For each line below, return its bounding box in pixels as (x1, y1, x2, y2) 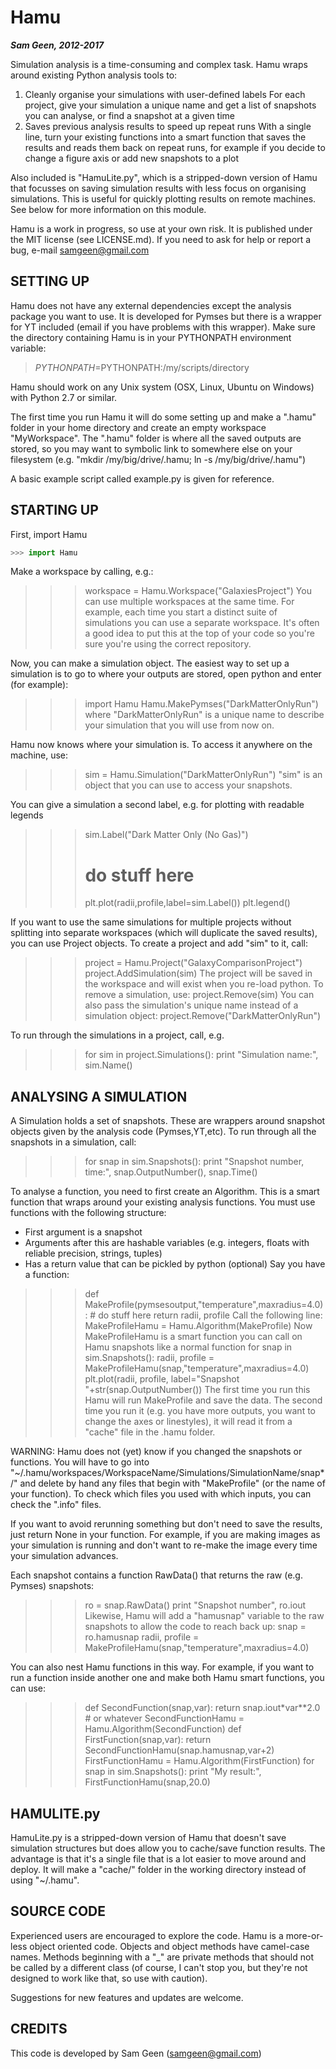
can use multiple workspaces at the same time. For (84, 596, 295, 608)
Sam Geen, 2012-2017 (10, 39, 105, 51)
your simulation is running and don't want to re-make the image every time (10, 1539, 318, 1551)
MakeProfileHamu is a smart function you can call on (84, 1331, 303, 1343)
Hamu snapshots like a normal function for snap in (84, 1341, 293, 1353)
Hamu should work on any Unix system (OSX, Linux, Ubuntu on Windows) (10, 381, 315, 393)
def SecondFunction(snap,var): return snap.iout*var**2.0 (84, 1702, 321, 1714)
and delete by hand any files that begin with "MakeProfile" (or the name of (19, 1477, 326, 1490)
